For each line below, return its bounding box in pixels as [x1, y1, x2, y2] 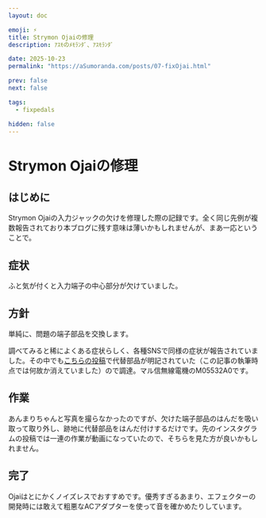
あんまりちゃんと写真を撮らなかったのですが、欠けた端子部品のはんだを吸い [8, 413, 259, 423]
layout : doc [8, 11, 48, 20]
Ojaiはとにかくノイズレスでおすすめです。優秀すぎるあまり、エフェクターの [8, 491, 256, 501]
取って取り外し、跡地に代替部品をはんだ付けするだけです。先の [8, 424, 216, 433]
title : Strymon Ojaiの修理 [8, 33, 94, 41]
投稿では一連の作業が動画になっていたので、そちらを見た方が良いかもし [21, 433, 258, 443]
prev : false [8, 77, 48, 85]
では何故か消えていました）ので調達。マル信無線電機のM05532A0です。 [14, 366, 253, 375]
